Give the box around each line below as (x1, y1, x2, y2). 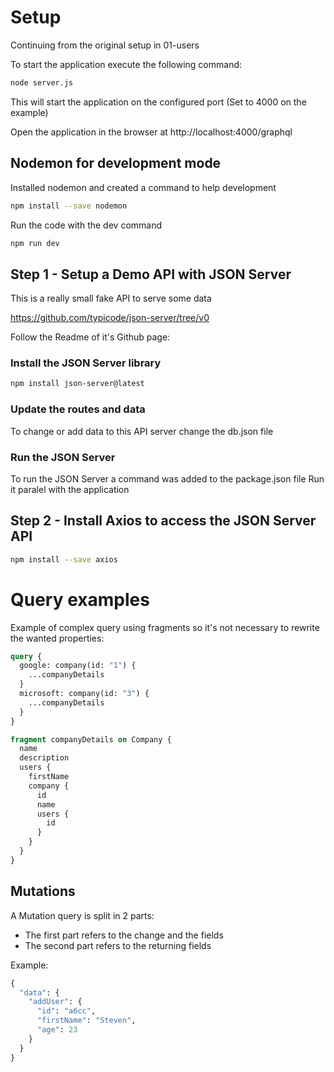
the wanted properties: (10, 632, 105, 644)
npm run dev (10, 238, 60, 248)
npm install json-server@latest (10, 379, 145, 389)
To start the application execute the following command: (10, 58, 243, 70)
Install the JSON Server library (10, 356, 162, 370)
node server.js (10, 77, 74, 88)
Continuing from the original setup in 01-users (10, 39, 200, 51)
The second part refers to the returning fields (24, 939, 212, 951)
